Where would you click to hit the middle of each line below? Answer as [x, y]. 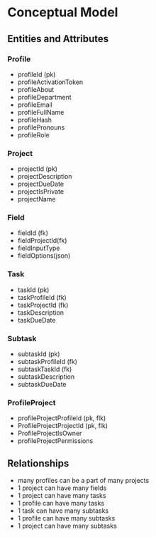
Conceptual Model [63, 12]
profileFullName [41, 112]
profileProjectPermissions [55, 441]
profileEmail [35, 105]
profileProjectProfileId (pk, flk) [62, 418]
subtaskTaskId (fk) [45, 369]
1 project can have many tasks [62, 496]
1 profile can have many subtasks [66, 518]
